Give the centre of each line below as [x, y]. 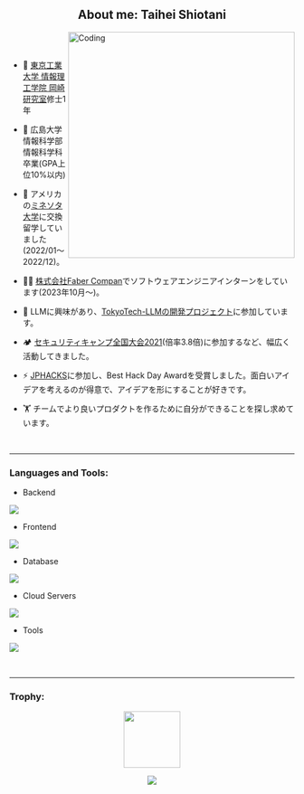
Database [40, 562]
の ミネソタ [43, 205]
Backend [39, 493]
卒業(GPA [40, 163]
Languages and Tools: [59, 472]
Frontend [39, 527]
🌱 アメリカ [42, 194]
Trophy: [27, 697]
